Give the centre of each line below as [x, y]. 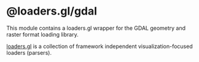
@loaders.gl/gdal [52, 11]
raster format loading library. [42, 34]
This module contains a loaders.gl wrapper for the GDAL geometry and [96, 28]
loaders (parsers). [29, 52]
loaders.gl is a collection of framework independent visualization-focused [99, 46]
